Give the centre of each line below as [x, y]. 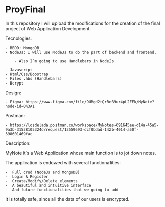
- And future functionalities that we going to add [62, 190]
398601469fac [19, 134]
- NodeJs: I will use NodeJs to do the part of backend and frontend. [81, 52]
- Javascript [19, 70]
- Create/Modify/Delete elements [42, 181]
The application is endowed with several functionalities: [63, 162]
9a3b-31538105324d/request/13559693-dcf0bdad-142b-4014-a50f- [72, 129]
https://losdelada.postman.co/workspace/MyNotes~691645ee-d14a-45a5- [84, 125]
